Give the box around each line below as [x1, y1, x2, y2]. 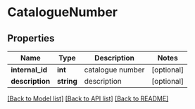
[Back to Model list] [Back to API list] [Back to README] [7, 94, 169, 103]
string [56, 77, 77, 86]
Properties [7, 32, 55, 44]
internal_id [11, 65, 48, 75]
